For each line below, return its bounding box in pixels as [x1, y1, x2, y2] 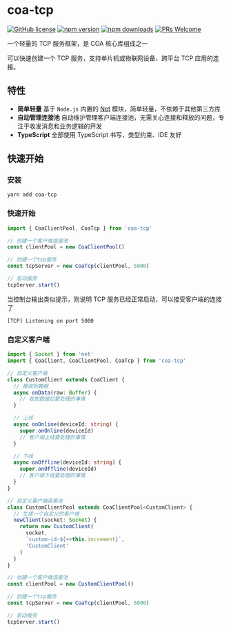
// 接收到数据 [13, 383, 49, 390]
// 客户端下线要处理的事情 [19, 472, 86, 479]
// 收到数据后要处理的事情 [19, 395, 86, 403]
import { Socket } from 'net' [7, 351, 94, 358]
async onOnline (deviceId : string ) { [13, 421, 119, 428]
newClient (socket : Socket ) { [13, 516, 97, 524]
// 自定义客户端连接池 [7, 497, 63, 504]
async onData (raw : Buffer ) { [13, 389, 97, 396]
